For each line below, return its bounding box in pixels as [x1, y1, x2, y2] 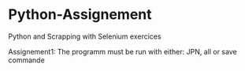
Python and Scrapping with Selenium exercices [8, 32, 161, 41]
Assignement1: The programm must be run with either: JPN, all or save [8, 47, 238, 56]
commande [8, 55, 45, 65]
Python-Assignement [8, 6, 152, 24]
